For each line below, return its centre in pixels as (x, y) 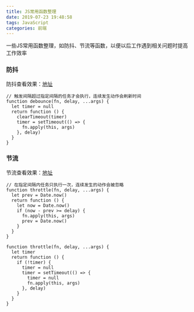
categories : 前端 (27, 28)
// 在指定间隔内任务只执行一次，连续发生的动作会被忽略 (65, 185)
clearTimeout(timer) (42, 117)
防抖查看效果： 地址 (29, 84)
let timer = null (33, 106)
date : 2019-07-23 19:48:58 (39, 17)
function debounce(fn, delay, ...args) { (58, 101)
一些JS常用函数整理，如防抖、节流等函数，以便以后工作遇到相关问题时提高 (97, 45)
